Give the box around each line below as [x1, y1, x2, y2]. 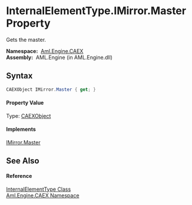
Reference [6, 173, 32, 180]
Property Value [6, 99, 44, 107]
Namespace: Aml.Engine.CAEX [6, 47, 84, 54]
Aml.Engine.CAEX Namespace [6, 191, 80, 199]
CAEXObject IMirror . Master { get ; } [6, 87, 96, 92]
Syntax [6, 71, 33, 81]
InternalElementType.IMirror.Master [6, 4, 187, 18]
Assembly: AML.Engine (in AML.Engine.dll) [6, 54, 113, 61]
